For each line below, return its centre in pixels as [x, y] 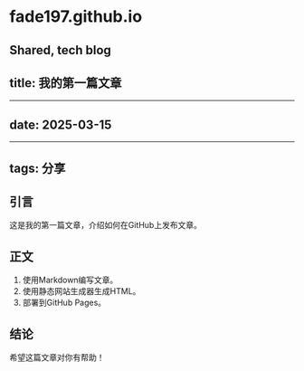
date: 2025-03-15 [61, 124]
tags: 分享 [38, 168]
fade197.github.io [76, 17]
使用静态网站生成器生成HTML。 [81, 291]
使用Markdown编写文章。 [70, 280]
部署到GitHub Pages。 [64, 303]
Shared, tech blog [60, 50]
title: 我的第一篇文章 [66, 83]
